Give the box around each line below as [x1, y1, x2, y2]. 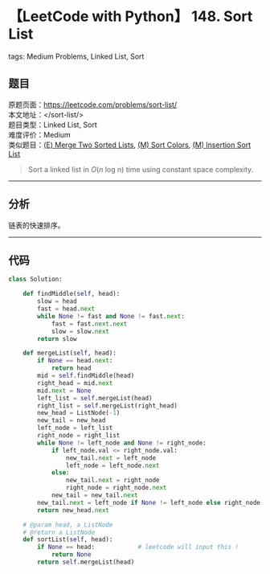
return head [51, 364, 92, 372]
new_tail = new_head [37, 416, 106, 424]
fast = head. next [37, 305, 95, 313]
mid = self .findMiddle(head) [37, 371, 135, 379]
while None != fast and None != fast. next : [37, 312, 185, 320]
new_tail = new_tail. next [51, 491, 138, 499]
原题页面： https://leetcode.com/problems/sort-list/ [8, 100, 178, 109]
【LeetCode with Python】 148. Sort [8, 7, 253, 26]
